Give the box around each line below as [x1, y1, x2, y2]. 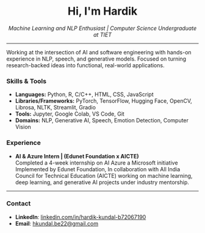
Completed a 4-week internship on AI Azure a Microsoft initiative [15, 159, 178, 166]
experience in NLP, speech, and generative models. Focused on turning [6, 55, 187, 62]
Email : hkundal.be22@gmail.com [15, 220, 99, 227]
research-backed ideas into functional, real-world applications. [6, 61, 165, 68]
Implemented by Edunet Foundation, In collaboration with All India [15, 165, 181, 172]
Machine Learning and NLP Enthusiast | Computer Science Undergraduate [8, 24, 197, 32]
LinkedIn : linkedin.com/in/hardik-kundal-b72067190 [15, 213, 146, 221]
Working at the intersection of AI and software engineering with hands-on [6, 48, 192, 56]
